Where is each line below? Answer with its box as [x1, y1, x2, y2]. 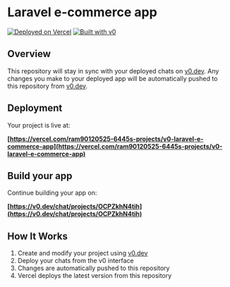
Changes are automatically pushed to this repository [17, 264, 170, 272]
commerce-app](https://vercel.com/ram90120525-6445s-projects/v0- [7, 142, 223, 150]
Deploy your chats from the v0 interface [17, 257, 134, 265]
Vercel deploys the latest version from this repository [17, 271, 172, 280]
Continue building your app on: [7, 188, 97, 197]
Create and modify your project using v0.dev [17, 249, 148, 257]
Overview [7, 48, 52, 60]
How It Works [7, 230, 68, 242]
